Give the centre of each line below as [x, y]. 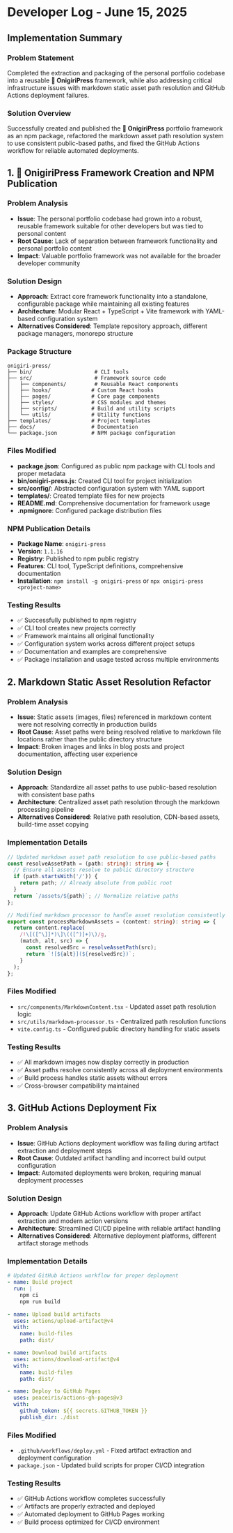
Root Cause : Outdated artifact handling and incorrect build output [112, 1158]
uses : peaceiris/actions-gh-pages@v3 [68, 1398]
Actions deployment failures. [48, 95]
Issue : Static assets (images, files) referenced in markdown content [114, 717]
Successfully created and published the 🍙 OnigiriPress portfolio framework [115, 128]
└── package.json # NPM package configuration [91, 434]
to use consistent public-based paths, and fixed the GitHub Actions [104, 143]
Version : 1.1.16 [40, 551]
